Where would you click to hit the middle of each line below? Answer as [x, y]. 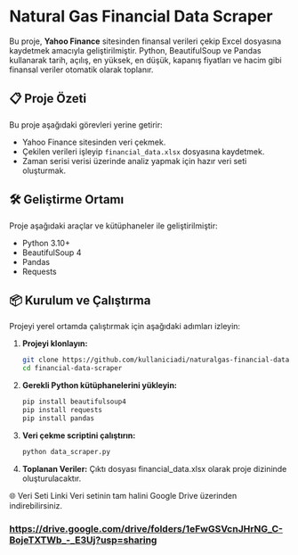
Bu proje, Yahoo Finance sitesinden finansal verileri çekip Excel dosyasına [145, 41]
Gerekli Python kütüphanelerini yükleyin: [100, 385]
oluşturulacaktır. [52, 478]
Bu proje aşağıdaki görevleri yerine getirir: [86, 124]
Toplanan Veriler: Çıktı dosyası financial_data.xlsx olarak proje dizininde [154, 468]
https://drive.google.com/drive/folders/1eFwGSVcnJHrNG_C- [146, 528]
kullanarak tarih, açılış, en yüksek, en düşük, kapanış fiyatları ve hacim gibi [145, 60]
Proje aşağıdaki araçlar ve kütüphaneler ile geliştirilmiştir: [113, 226]
